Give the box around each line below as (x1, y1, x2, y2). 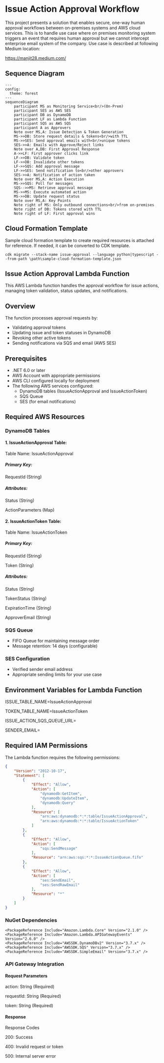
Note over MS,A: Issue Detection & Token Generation (14, 129, 124, 134)
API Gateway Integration (5, 961, 65, 967)
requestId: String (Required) (5, 993, 61, 999)
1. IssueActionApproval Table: (5, 440, 67, 445)
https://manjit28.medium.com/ (5, 55, 66, 61)
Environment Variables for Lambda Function (5, 686, 142, 694)
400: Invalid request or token (5, 1044, 64, 1050)
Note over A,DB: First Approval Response (14, 147, 99, 151)
